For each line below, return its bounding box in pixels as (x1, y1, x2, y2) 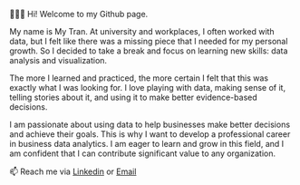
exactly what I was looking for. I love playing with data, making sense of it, (9, 83, 286, 92)
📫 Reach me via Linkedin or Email (9, 166, 137, 177)
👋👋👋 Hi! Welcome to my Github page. (9, 9, 149, 19)
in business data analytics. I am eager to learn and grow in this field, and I (9, 139, 285, 149)
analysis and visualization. (9, 55, 107, 65)
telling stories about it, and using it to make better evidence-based (9, 92, 258, 102)
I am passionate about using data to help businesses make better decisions (9, 119, 291, 130)
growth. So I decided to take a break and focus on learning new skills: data (9, 45, 288, 56)
